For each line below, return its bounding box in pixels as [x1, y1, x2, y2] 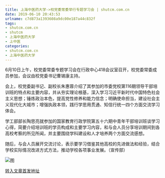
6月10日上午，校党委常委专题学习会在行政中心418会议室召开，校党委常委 [5, 67, 153, 73]
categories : [5, 44, 29, 49]
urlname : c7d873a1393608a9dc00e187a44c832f [5, 16, 96, 21]
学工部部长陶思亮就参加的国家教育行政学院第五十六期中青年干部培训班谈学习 [5, 118, 160, 124]
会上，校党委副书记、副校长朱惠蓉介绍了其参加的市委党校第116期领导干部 [5, 83, 154, 89]
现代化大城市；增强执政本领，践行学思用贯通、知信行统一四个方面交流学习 [9, 102, 160, 108]
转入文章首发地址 [5, 168, 40, 174]
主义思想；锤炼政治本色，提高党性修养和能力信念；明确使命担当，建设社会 [5, 96, 156, 102]
